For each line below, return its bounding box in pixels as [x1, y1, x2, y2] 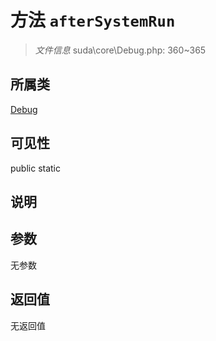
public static [10, 162, 62, 174]
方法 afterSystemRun [10, 9, 176, 32]
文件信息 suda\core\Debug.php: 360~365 [34, 44, 207, 56]
